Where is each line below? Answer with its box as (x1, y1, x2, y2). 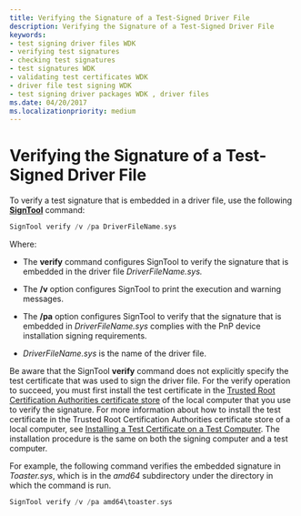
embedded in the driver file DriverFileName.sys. (22, 266, 203, 278)
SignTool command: (9, 205, 85, 216)
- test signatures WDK (9, 65, 95, 74)
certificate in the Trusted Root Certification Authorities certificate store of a (9, 414, 291, 425)
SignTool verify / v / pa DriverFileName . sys (9, 222, 177, 232)
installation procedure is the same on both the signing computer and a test (9, 433, 288, 444)
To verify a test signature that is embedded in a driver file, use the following (9, 195, 293, 206)
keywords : (9, 30, 47, 39)
